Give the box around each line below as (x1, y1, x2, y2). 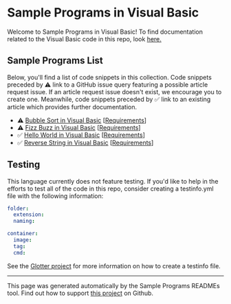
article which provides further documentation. (7, 102, 137, 111)
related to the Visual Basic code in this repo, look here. (7, 34, 162, 43)
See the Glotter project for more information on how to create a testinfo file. (7, 261, 221, 270)
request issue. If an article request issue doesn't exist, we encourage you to (7, 87, 222, 96)
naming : (13, 218, 36, 225)
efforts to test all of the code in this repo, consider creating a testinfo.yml (7, 184, 214, 193)
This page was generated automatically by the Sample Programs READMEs (7, 281, 220, 290)
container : (7, 230, 38, 237)
